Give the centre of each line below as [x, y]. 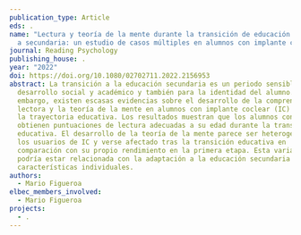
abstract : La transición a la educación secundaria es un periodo [136, 84]
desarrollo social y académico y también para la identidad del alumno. [156, 92]
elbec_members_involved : [56, 192]
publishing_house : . [48, 59]
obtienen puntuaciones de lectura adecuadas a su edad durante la [144, 126]
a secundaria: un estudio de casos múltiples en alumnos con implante [152, 42]
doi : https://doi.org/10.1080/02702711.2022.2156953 [110, 76]
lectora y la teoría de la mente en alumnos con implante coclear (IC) [154, 109]
